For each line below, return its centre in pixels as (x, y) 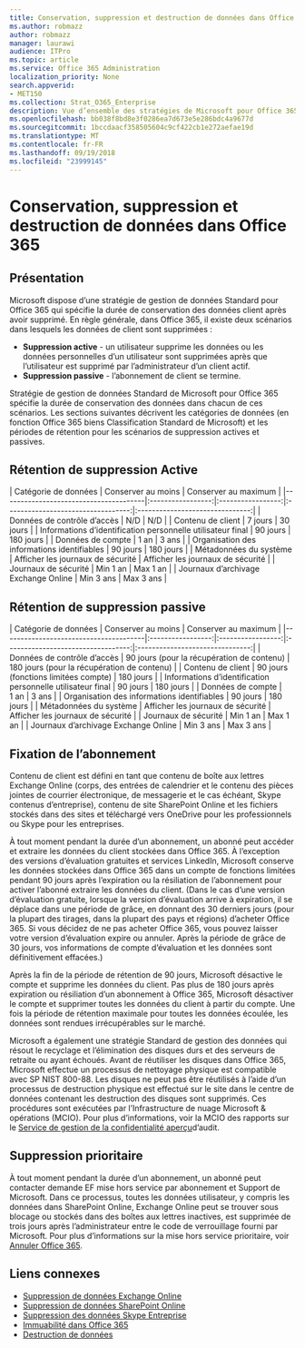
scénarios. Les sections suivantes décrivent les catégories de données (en (149, 412)
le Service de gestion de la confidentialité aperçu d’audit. (115, 1127)
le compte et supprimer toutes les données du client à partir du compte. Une (152, 1003)
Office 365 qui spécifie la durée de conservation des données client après (148, 310)
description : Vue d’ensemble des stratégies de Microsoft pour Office (146, 111)
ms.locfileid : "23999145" (58, 161)
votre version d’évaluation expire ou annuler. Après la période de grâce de (148, 938)
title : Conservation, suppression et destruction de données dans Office (152, 18)
